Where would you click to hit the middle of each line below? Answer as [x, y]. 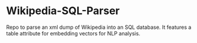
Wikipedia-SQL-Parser [63, 11]
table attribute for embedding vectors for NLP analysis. [73, 33]
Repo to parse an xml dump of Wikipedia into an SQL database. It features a [99, 27]
